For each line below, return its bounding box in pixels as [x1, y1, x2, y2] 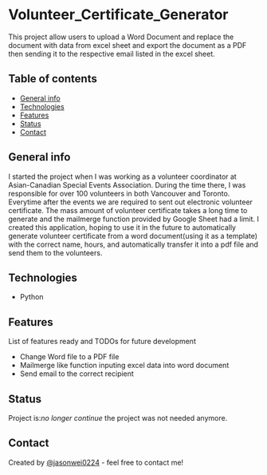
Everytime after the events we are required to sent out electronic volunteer [8, 197, 253, 207]
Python [19, 292, 44, 302]
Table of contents [8, 72, 97, 85]
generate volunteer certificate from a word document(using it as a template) [8, 231, 257, 240]
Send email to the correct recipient [19, 369, 134, 378]
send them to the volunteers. [8, 247, 103, 257]
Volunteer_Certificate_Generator [8, 6, 229, 24]
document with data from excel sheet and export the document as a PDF [8, 40, 247, 49]
